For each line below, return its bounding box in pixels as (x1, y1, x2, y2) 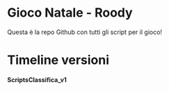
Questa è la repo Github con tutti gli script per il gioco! (7, 28, 162, 36)
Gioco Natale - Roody (7, 5, 134, 21)
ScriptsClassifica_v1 (7, 75, 67, 84)
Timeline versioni (7, 52, 110, 68)
